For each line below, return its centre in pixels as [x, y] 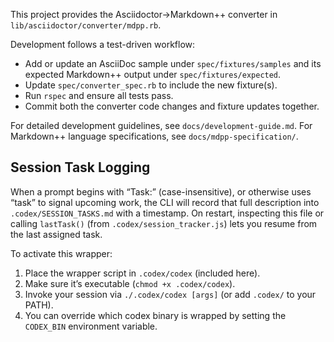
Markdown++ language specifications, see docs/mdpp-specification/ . [154, 136]
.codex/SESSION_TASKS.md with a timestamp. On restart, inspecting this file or [167, 213]
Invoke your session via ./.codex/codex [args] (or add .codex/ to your [170, 294]
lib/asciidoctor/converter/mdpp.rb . [86, 25]
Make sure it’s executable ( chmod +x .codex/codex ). [130, 283]
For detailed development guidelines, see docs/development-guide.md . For [161, 125]
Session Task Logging [80, 167]
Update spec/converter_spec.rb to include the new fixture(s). [151, 85]
